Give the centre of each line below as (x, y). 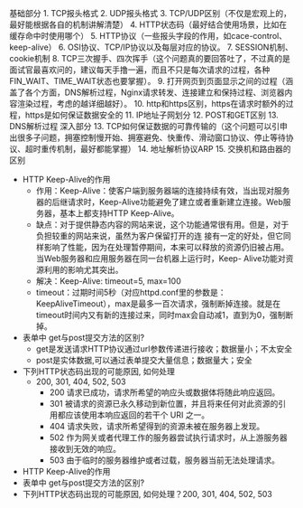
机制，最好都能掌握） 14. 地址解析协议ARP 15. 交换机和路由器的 (174, 149)
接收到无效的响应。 (85, 449)
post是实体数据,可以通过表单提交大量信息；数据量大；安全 (144, 360)
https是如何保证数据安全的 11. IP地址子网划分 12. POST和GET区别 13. (152, 115)
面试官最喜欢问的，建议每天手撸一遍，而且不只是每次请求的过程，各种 (140, 70)
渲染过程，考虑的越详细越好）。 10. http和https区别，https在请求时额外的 (151, 103)
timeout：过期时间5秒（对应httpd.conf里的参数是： (131, 292)
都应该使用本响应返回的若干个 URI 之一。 (133, 415)
